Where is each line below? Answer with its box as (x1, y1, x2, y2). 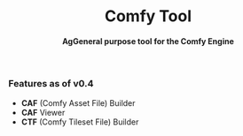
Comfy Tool (104, 6, 192, 26)
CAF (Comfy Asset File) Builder (20, 97, 136, 108)
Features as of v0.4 (8, 78, 94, 90)
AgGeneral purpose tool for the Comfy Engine (62, 35, 234, 46)
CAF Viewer (20, 107, 66, 117)
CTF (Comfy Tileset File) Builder (20, 117, 139, 127)
